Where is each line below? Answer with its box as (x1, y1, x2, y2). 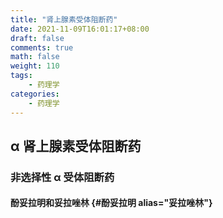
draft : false (10, 33, 65, 43)
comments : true (10, 42, 74, 53)
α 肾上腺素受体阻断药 (10, 137, 142, 155)
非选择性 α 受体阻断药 (10, 170, 115, 184)
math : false (10, 52, 60, 62)
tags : (10, 71, 33, 81)
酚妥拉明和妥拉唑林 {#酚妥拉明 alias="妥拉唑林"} (10, 197, 213, 209)
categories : (10, 89, 60, 99)
